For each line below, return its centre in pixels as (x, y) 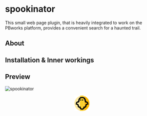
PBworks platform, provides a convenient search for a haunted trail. (73, 28)
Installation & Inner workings (50, 60)
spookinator (30, 9)
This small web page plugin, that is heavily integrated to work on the (74, 23)
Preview (18, 77)
